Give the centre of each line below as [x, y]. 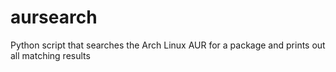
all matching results [50, 55]
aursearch [54, 17]
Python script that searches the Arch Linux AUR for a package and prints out [168, 45]
